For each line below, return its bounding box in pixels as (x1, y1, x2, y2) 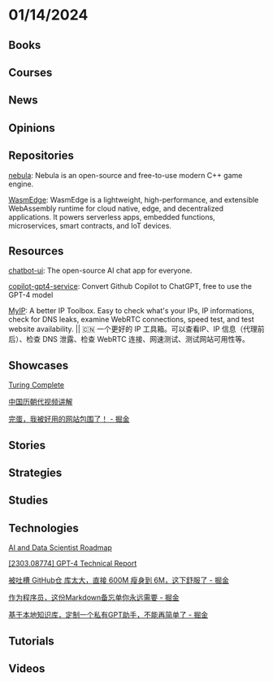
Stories (8, 438, 46, 452)
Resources (8, 244, 64, 258)
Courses (8, 65, 53, 79)
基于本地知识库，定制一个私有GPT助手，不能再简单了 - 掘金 (8, 610, 209, 620)
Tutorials (8, 634, 54, 648)
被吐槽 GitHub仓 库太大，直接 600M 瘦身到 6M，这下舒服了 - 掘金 (8, 575, 229, 585)
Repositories (8, 149, 75, 163)
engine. (8, 179, 34, 189)
